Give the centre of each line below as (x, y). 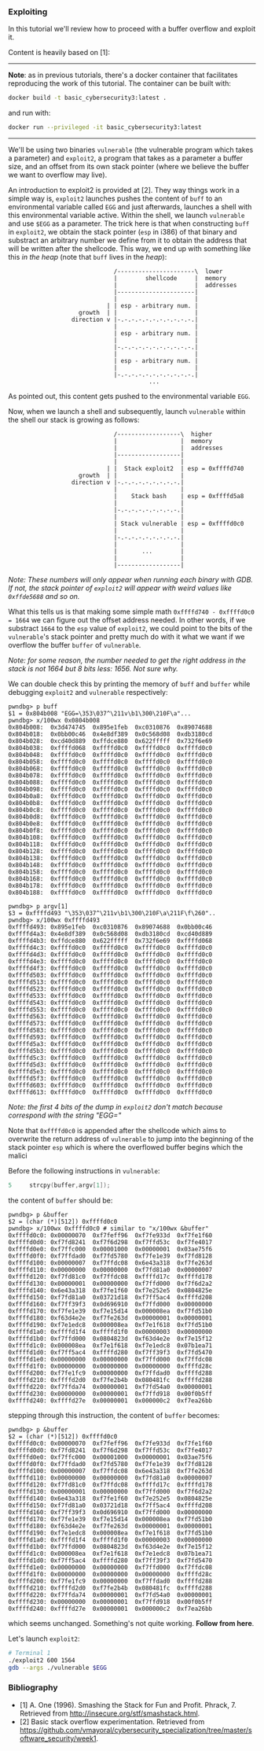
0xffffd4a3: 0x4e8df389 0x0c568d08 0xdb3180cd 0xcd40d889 (110, 934)
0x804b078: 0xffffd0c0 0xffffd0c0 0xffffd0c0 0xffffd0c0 (110, 776)
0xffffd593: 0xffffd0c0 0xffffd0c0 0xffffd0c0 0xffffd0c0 (110, 1037)
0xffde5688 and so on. (44, 597)
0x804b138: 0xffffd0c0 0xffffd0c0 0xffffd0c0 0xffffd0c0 (110, 859)
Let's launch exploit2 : (44, 1638)
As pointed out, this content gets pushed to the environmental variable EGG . (129, 397)
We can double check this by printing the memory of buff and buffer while (129, 684)
